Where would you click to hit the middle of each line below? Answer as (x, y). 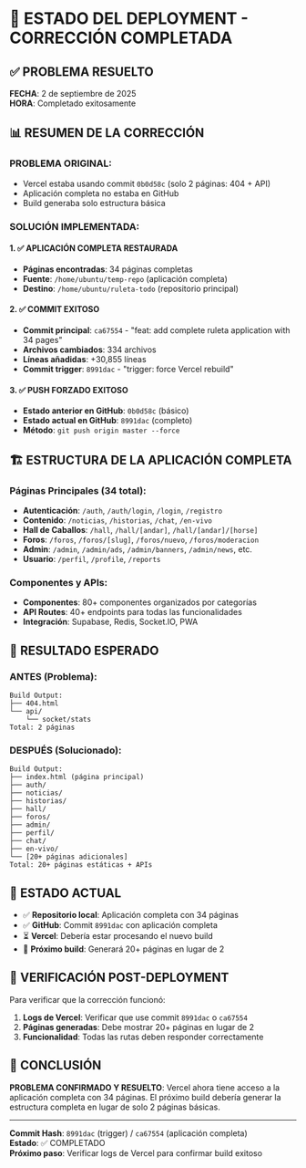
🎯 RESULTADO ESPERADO (84, 650)
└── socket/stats (59, 719)
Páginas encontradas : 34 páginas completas (107, 269)
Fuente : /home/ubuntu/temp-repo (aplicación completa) (125, 278)
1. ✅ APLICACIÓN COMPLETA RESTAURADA (94, 248)
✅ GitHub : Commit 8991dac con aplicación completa (120, 925)
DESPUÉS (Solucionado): (66, 750)
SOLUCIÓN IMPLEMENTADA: (74, 226)
